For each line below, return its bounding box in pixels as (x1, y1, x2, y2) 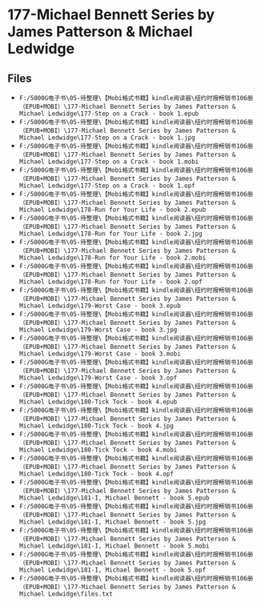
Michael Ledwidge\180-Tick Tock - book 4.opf (18, 470, 174, 478)
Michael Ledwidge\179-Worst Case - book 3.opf (18, 374, 178, 382)
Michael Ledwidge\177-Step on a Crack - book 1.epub (18, 110, 199, 118)
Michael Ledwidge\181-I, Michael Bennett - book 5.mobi (18, 542, 210, 550)
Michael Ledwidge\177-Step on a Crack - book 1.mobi (18, 158, 199, 166)
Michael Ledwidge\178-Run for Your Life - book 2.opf (18, 278, 203, 286)
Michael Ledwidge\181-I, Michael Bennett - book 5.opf (18, 566, 207, 574)
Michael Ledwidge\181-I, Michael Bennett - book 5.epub (18, 494, 210, 502)
